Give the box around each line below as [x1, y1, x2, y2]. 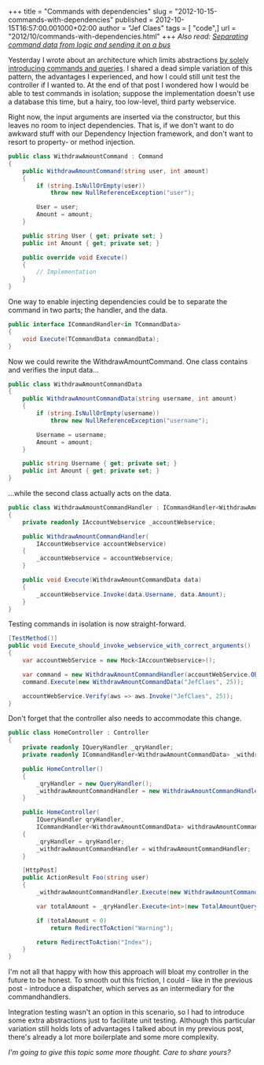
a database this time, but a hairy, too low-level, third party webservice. [8, 97, 237, 106]
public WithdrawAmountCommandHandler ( [22, 532, 149, 541]
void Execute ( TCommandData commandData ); [22, 335, 159, 343]
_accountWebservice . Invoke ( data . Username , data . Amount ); [36, 590, 226, 598]
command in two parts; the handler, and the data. [8, 306, 167, 314]
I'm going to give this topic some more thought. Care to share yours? [8, 1048, 231, 1057]
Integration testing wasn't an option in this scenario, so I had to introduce [8, 1008, 245, 1017]
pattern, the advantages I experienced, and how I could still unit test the [8, 72, 241, 81]
